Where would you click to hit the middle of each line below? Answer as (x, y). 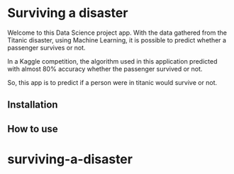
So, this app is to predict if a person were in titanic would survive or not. (112, 82)
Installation (33, 105)
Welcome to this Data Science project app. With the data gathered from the (117, 33)
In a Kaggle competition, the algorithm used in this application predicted (112, 61)
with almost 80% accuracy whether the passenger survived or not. (105, 69)
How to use (33, 129)
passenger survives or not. (47, 47)
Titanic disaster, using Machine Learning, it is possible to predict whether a (117, 40)
